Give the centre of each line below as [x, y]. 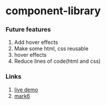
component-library [53, 11]
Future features [28, 30]
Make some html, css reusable [51, 49]
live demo [26, 90]
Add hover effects [36, 42]
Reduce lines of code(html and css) [57, 61]
